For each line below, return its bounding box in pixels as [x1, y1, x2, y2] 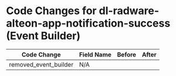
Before [117, 50, 137, 58]
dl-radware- [99, 4, 160, 18]
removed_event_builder [9, 60, 74, 68]
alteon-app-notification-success [6, 16, 171, 30]
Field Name [79, 50, 111, 58]
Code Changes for [6, 4, 97, 18]
